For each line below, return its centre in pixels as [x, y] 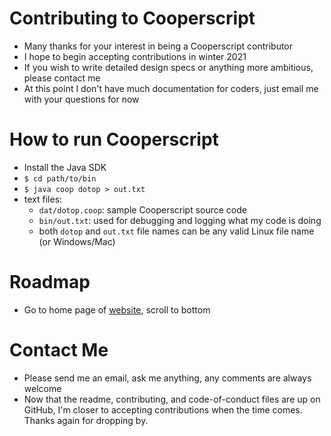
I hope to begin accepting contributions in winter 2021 [135, 56]
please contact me [62, 78]
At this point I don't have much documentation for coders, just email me [171, 88]
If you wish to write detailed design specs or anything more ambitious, [168, 67]
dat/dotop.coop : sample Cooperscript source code [142, 209]
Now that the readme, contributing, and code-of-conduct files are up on [172, 399]
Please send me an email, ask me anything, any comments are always [167, 378]
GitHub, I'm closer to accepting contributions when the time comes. [163, 409]
